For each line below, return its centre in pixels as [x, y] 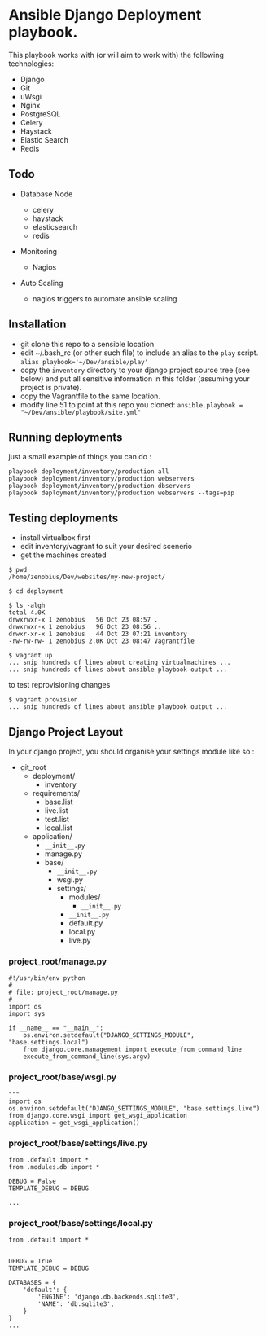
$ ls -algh [27, 606]
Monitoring [38, 251]
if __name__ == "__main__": [56, 1028]
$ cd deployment [36, 591]
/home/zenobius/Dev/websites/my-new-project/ [87, 577]
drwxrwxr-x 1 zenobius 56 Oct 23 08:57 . [83, 620]
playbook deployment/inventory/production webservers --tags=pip [121, 493]
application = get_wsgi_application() [74, 1123]
